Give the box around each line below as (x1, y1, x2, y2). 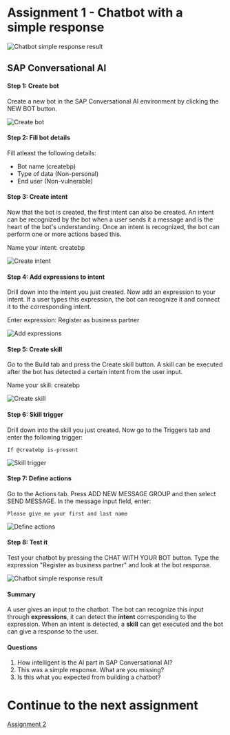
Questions (7, 643, 38, 651)
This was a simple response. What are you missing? (17, 666, 165, 674)
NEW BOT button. (7, 104, 57, 112)
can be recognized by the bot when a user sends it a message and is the (7, 215, 213, 224)
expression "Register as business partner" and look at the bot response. (7, 560, 212, 569)
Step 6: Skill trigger (7, 410, 64, 418)
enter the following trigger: (7, 433, 83, 441)
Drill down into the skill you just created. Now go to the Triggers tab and (7, 426, 211, 434)
